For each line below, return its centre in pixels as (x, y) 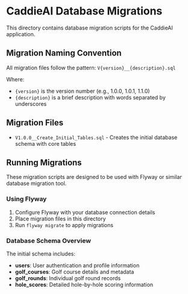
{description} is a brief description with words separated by (90, 97)
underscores (31, 104)
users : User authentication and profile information (77, 265)
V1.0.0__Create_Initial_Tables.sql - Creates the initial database (96, 137)
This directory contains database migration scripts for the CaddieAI (90, 28)
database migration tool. (36, 183)
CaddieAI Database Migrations (84, 11)
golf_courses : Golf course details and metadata (74, 272)
